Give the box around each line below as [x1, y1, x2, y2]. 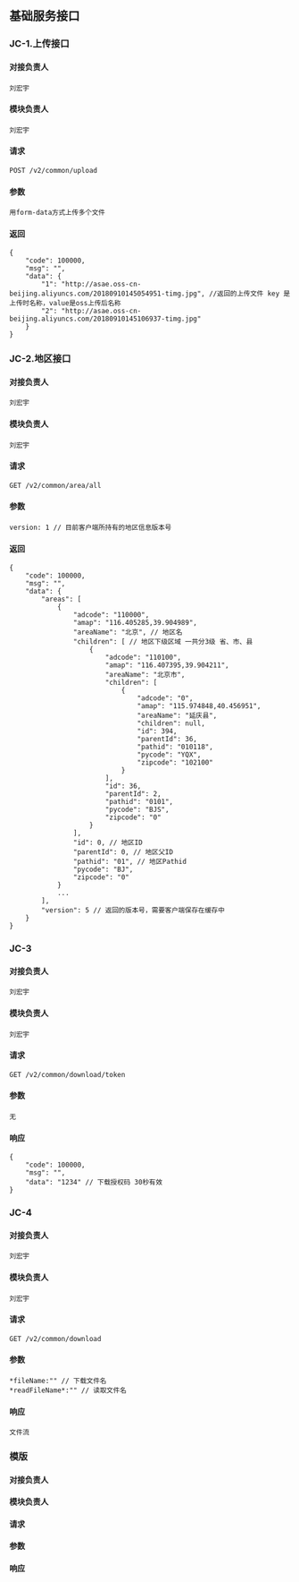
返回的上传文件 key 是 [217, 289, 291, 298]
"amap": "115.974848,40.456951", [137, 702, 262, 711]
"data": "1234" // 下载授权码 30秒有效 [25, 1178, 163, 1187]
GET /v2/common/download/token [9, 1070, 126, 1079]
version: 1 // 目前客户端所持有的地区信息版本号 [9, 523, 172, 533]
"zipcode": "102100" [137, 758, 214, 767]
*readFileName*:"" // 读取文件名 [9, 1386, 127, 1395]
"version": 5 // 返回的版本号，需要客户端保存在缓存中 [41, 906, 225, 915]
